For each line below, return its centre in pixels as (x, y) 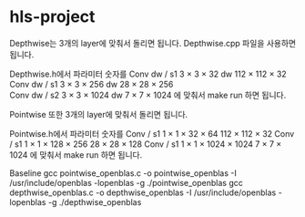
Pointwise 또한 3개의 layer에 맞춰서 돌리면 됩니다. (99, 114)
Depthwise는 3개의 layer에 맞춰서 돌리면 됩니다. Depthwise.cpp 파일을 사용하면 (153, 43)
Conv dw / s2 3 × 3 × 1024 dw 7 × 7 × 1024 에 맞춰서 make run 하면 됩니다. (148, 95)
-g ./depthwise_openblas (95, 201)
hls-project (52, 17)
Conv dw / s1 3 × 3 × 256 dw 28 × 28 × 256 (91, 84)
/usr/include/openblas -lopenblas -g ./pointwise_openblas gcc (126, 182)
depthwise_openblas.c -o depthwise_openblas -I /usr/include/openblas (143, 192)
